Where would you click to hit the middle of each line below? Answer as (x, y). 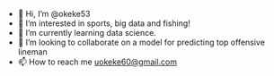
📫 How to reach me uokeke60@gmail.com (97, 62)
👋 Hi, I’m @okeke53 (54, 14)
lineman (32, 52)
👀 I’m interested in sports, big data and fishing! (104, 23)
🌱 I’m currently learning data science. (87, 33)
